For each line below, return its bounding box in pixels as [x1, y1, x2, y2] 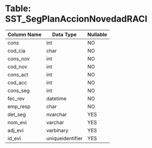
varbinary [46, 127, 69, 134]
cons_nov [7, 55, 30, 62]
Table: [5, 3, 31, 14]
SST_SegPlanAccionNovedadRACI [5, 13, 148, 25]
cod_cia [7, 47, 25, 54]
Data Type [52, 31, 77, 38]
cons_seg [7, 87, 30, 94]
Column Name [7, 31, 42, 38]
